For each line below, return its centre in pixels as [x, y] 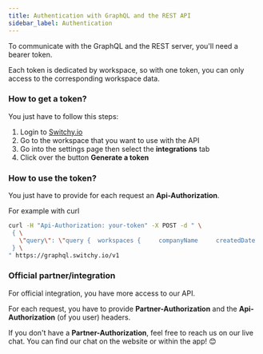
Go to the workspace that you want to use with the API [110, 140]
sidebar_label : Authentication [60, 23]
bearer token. [30, 54]
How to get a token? [48, 99]
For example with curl [44, 211]
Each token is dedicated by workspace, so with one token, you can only [126, 70]
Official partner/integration [62, 276]
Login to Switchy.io [51, 132]
